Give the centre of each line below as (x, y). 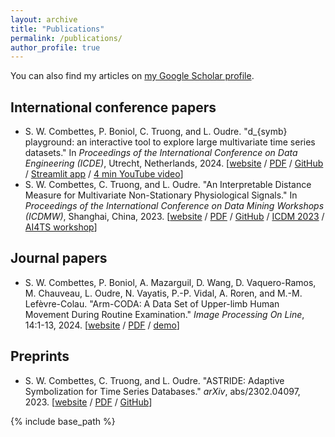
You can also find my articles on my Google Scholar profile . (132, 76)
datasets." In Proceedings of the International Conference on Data (161, 153)
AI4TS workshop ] (61, 227)
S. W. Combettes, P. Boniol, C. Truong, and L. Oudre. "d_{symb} (156, 132)
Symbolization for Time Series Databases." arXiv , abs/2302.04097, (162, 391)
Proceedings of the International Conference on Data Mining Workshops (174, 206)
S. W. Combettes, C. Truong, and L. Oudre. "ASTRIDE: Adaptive (154, 380)
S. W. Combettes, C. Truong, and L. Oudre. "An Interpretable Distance (168, 185)
